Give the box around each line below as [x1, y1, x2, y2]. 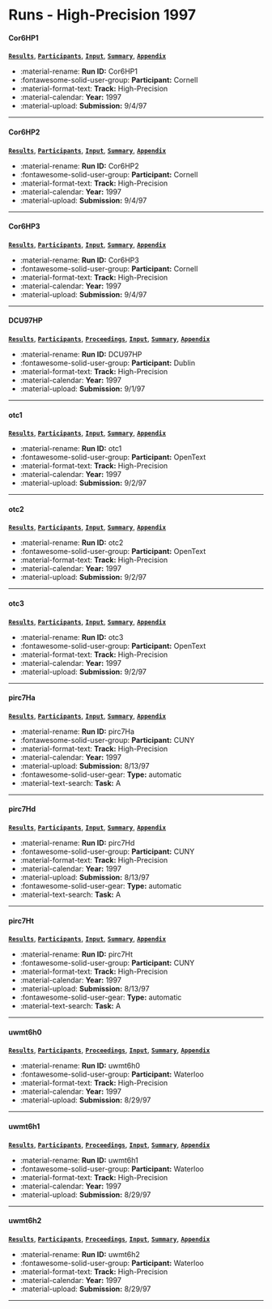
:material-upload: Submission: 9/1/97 [19, 384, 146, 394]
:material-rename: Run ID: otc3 [19, 632, 124, 642]
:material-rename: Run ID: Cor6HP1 [19, 66, 138, 76]
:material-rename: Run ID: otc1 [19, 444, 122, 454]
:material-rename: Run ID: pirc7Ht [19, 949, 134, 959]
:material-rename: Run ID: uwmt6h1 [19, 1155, 139, 1165]
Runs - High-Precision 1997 [8, 6, 197, 24]
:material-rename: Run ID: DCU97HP [19, 350, 142, 359]
